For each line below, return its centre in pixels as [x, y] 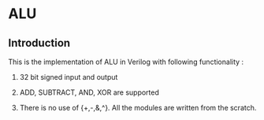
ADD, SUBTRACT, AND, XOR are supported [89, 92]
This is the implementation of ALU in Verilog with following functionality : [126, 62]
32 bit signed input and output [69, 77]
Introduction [39, 43]
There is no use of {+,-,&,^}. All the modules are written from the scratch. [138, 108]
